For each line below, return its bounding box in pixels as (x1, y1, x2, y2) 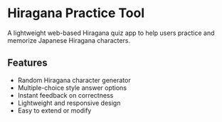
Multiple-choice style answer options (17, 83, 127, 92)
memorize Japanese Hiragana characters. (7, 36, 130, 44)
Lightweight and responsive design (17, 98, 121, 107)
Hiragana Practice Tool (7, 5, 144, 21)
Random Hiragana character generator (17, 76, 131, 84)
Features (7, 57, 48, 69)
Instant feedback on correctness (17, 91, 114, 99)
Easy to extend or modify (17, 106, 92, 115)
